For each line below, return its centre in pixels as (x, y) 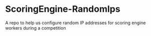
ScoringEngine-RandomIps (63, 9)
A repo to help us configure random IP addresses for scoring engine (75, 23)
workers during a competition (36, 28)
